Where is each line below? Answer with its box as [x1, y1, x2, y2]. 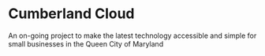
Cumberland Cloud [8, 5, 135, 23]
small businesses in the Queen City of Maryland [8, 39, 164, 48]
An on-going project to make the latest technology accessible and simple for [8, 31, 257, 40]
